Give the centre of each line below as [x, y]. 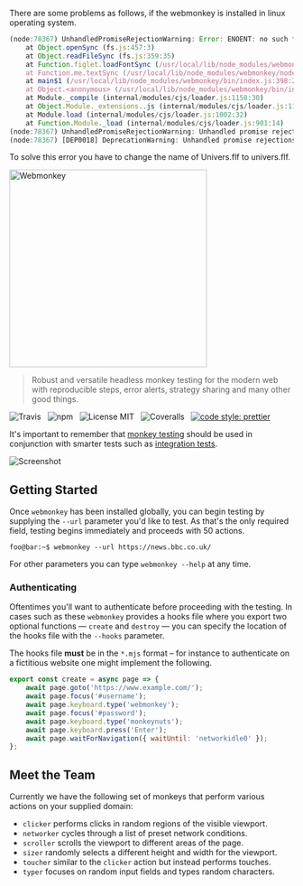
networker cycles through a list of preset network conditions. [135, 834]
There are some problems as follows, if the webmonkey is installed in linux [147, 13]
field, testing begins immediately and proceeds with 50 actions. [127, 531]
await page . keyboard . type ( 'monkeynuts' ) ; [104, 722]
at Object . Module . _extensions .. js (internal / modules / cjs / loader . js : [157, 107]
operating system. [43, 23]
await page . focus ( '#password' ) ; [86, 713]
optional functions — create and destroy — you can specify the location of [148, 626]
